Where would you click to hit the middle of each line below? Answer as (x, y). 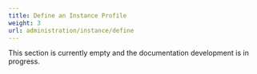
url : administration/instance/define (71, 30)
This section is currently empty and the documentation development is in (129, 53)
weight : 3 (25, 23)
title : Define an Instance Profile (68, 16)
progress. (24, 61)
